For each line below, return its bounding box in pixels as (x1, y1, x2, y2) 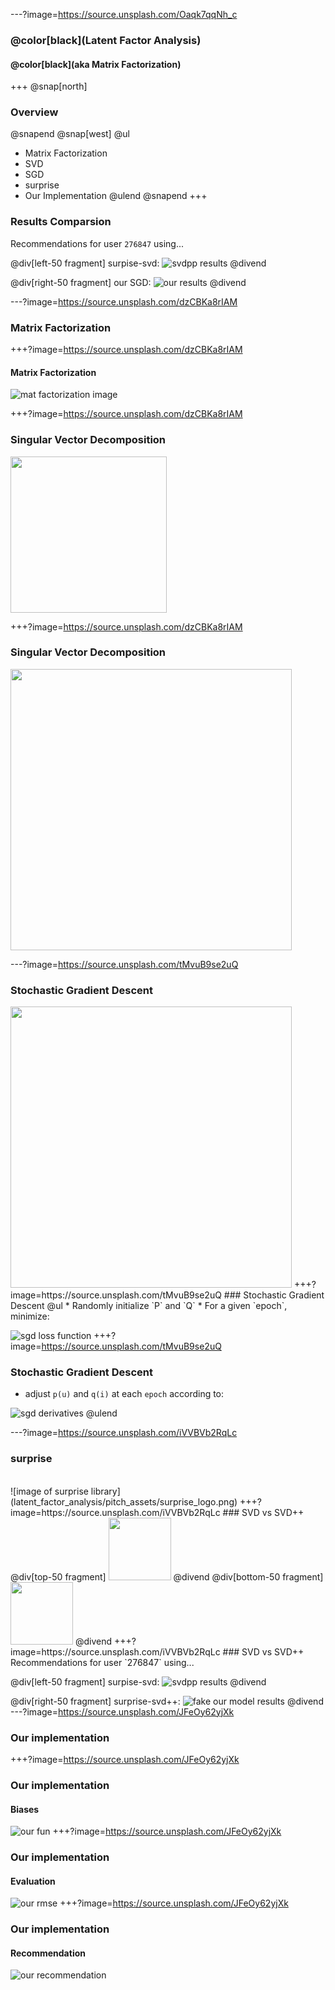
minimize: (10, 1310, 50, 1323)
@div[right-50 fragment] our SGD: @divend (10, 276, 247, 288)
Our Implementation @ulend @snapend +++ (24, 190, 208, 202)
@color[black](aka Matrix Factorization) (10, 58, 182, 70)
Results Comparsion (10, 215, 112, 229)
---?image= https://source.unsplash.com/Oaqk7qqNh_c (10, 9, 238, 20)
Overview (10, 105, 59, 119)
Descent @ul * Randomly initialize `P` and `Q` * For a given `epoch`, (10, 1300, 288, 1312)
